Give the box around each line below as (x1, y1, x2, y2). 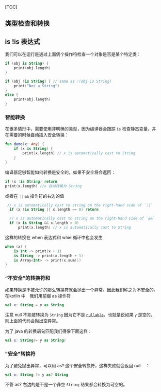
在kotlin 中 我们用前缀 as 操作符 (5, 293, 71, 299)
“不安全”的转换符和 (5, 275, 50, 281)
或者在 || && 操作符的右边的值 (5, 193, 64, 199)
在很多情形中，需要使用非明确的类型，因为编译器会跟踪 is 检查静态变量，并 (5, 126, 157, 132)
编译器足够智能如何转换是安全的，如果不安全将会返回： (5, 169, 115, 175)
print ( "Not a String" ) (14, 83, 60, 88)
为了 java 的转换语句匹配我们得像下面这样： (5, 328, 92, 334)
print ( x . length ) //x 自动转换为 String (5, 184, 82, 188)
